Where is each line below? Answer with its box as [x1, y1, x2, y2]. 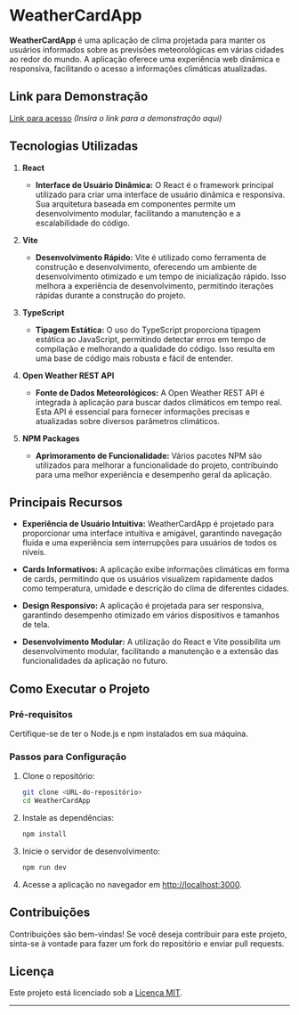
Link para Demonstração [9, 89, 149, 104]
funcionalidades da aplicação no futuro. [21, 656, 169, 667]
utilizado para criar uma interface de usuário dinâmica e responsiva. [35, 189, 286, 200]
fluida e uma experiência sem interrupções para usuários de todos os [21, 537, 278, 548]
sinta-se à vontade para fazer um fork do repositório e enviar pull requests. [9, 937, 285, 949]
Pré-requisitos [9, 708, 73, 720]
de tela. [21, 619, 51, 630]
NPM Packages [21, 433, 80, 444]
